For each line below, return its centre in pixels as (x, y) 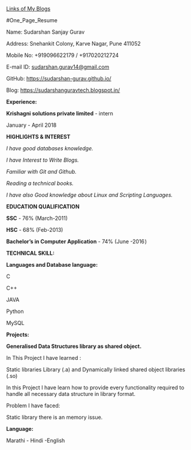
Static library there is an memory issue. (54, 417)
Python (15, 311)
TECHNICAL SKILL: (31, 253)
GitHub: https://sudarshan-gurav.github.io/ (59, 78)
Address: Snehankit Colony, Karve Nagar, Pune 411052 (73, 44)
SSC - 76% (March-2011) (37, 218)
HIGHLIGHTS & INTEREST (38, 137)
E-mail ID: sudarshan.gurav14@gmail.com (58, 67)
